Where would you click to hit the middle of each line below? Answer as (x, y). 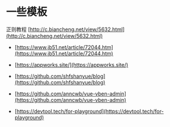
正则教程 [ (18, 29)
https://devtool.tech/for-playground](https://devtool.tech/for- (90, 111)
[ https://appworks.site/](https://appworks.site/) (71, 64)
